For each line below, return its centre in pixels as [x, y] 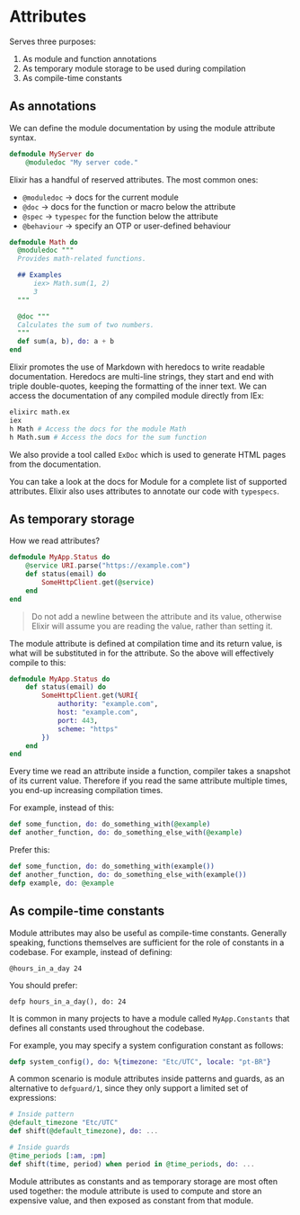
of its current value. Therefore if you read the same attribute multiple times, [149, 781]
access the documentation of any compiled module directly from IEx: [137, 396]
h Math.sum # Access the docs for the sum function [108, 437]
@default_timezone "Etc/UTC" [64, 1123]
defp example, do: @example [62, 883]
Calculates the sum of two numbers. [86, 325]
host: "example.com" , [98, 712]
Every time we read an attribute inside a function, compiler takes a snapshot [150, 772]
